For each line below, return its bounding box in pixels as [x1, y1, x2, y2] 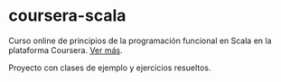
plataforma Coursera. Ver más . [8, 44, 123, 55]
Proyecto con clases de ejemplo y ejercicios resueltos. [8, 62, 211, 73]
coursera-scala [8, 5, 126, 26]
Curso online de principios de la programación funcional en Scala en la [8, 35, 272, 46]
